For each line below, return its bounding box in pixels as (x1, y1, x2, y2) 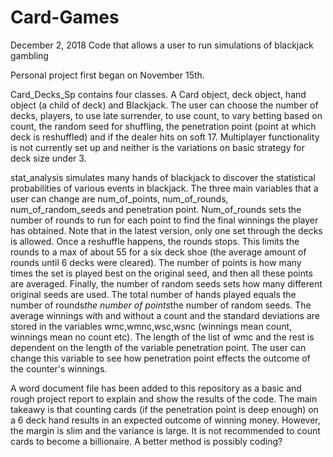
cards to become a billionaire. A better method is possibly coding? (10, 435, 283, 447)
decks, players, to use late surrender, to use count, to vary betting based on (10, 109, 323, 121)
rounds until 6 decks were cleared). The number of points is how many (10, 256, 302, 268)
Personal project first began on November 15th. (10, 69, 205, 81)
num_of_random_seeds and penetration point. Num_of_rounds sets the (10, 203, 302, 215)
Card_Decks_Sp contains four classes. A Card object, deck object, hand (10, 88, 307, 100)
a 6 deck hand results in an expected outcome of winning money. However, (10, 414, 321, 426)
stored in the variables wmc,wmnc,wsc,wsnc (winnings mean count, (10, 320, 293, 332)
